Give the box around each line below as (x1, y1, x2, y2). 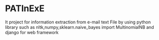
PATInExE (5, 3, 45, 14)
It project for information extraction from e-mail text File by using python (5, 19, 151, 25)
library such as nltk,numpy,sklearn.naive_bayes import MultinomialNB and (5, 24, 154, 30)
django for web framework (5, 29, 59, 35)
